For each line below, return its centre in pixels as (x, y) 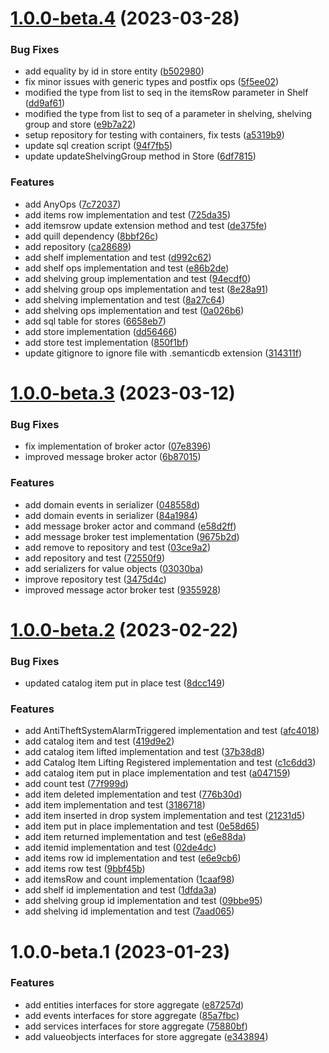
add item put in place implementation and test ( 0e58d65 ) (142, 826)
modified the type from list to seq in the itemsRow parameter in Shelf (166, 93)
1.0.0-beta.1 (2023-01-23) (120, 951)
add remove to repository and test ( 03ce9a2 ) (117, 547)
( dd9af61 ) (45, 103)
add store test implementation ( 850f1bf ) (106, 342)
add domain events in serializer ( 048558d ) (112, 504)
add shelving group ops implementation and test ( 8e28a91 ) (146, 289)
